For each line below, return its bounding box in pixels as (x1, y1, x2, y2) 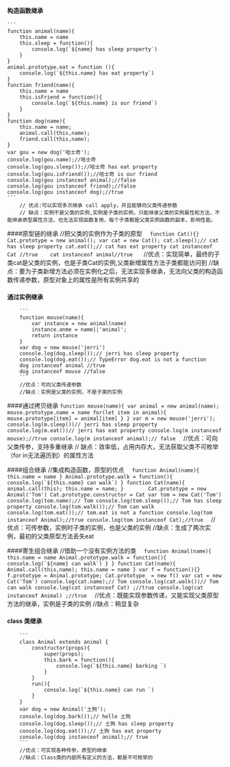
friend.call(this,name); (19, 136, 90, 143)
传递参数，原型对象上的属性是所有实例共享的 (12, 276, 139, 284)
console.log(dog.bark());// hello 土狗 (19, 713, 131, 720)
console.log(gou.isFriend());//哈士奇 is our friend (7, 171, 157, 178)
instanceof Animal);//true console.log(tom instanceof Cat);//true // (7, 516, 216, 524)
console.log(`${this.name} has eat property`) (19, 70, 155, 77)
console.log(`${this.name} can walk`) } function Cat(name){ (7, 479, 186, 486)
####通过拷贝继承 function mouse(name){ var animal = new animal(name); (7, 401, 220, 410)
